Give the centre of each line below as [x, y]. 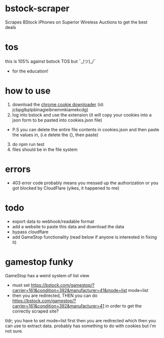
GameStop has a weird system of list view [47, 275]
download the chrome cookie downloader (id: [58, 104]
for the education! [30, 71]
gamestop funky [39, 262]
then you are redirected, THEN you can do [55, 295]
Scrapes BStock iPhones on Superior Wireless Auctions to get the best [76, 22]
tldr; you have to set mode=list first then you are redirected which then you [81, 320]
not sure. [14, 331]
